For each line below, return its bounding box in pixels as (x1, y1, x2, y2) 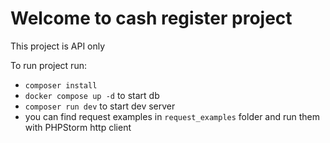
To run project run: (10, 59, 87, 71)
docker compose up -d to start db (24, 89, 160, 101)
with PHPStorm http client (24, 121, 132, 133)
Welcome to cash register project (10, 7, 293, 30)
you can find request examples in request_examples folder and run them (24, 110, 321, 122)
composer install (24, 80, 98, 91)
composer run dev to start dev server (24, 100, 176, 112)
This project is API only (10, 40, 106, 52)
